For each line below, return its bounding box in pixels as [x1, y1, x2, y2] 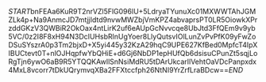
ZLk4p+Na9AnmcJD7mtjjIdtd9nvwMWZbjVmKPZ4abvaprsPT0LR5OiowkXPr [8, 15, 258, 24]
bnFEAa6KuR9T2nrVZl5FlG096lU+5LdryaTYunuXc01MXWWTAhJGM [30, 7, 256, 16]
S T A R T [8, 7, 31, 16]
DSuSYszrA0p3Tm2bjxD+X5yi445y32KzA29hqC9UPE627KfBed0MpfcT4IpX [8, 40, 258, 50]
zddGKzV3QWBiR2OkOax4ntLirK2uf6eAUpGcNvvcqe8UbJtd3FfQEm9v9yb [8, 24, 256, 32]
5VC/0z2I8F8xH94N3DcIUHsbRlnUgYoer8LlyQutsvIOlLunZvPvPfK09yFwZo [8, 32, 256, 41]
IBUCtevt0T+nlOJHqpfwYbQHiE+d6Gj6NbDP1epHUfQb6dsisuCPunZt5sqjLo [8, 49, 258, 58]
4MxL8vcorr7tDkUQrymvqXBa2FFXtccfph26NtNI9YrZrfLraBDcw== [8, 65, 229, 74]
